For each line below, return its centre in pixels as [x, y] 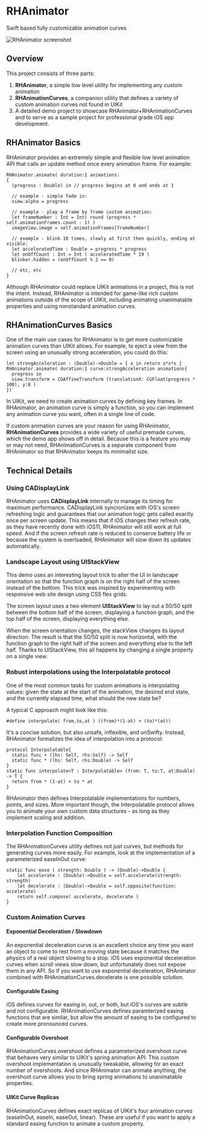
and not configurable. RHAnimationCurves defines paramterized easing [95, 1011]
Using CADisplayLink [38, 487]
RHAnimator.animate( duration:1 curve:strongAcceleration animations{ [97, 369]
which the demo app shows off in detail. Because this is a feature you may [99, 439]
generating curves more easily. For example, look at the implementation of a [101, 853]
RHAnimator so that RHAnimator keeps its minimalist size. [78, 452]
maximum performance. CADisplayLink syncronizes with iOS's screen [93, 507]
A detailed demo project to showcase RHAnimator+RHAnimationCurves [104, 111]
